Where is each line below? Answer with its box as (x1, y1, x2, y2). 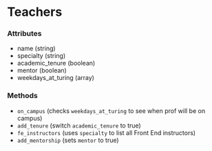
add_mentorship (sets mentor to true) (17, 136, 119, 144)
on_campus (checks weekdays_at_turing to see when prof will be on (17, 106, 205, 114)
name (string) (17, 44, 56, 52)
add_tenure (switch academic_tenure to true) (17, 121, 141, 130)
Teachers (7, 4, 63, 20)
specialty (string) (17, 52, 66, 60)
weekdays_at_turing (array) (17, 74, 95, 82)
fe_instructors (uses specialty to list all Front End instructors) (17, 128, 196, 137)
